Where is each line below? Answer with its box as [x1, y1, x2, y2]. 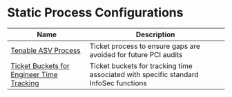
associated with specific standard [89, 69, 199, 79]
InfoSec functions [89, 78, 147, 87]
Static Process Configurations [7, 5, 184, 21]
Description [135, 30, 175, 39]
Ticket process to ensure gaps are [89, 41, 200, 51]
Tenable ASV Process [10, 45, 81, 55]
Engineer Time [10, 69, 58, 79]
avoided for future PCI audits [89, 50, 183, 59]
